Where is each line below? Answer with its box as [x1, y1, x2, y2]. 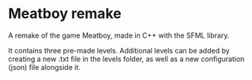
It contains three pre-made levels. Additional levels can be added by [8, 45, 231, 55]
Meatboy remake [8, 5, 122, 23]
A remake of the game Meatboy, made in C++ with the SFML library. [8, 31, 230, 40]
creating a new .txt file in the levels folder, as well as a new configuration [8, 54, 245, 64]
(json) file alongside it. [8, 62, 81, 71]
